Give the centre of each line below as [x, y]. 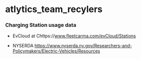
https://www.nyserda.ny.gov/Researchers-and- [83, 46]
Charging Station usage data [41, 25]
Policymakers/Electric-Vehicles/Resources [56, 51]
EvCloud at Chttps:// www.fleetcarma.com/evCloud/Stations [74, 36]
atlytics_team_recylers [54, 9]
